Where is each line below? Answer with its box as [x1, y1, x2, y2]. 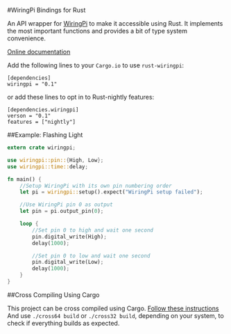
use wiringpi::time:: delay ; [7, 163, 89, 170]
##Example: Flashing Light [7, 131, 83, 138]
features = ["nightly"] [7, 118, 76, 125]
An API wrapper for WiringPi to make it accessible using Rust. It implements [7, 19, 223, 27]
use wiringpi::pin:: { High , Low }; [7, 157, 104, 164]
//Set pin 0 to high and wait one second [32, 226, 154, 234]
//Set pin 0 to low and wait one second [32, 252, 151, 260]
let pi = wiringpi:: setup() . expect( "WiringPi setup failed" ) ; [19, 189, 203, 196]
